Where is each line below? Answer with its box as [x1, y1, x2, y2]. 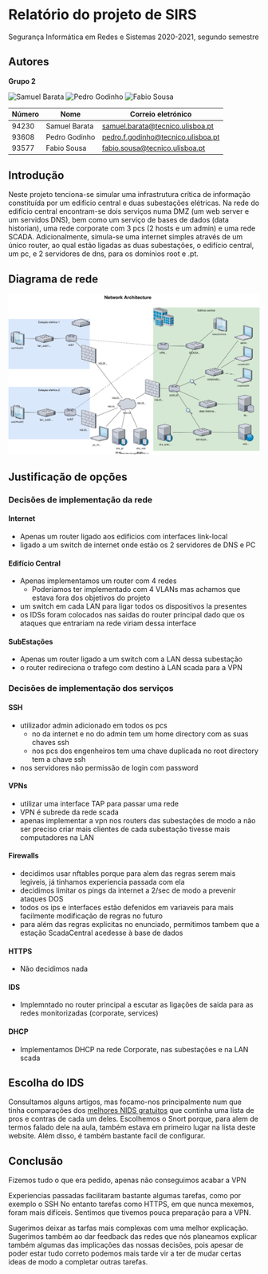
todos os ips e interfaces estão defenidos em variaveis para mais [19, 902, 234, 912]
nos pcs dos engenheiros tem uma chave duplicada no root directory [31, 746, 259, 755]
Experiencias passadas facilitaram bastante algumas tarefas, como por [8, 1191, 242, 1201]
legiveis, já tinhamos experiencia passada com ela [19, 877, 185, 886]
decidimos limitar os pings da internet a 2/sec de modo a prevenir [19, 885, 237, 895]
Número [11, 109, 40, 119]
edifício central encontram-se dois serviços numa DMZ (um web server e [8, 207, 250, 216]
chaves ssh [31, 737, 69, 747]
